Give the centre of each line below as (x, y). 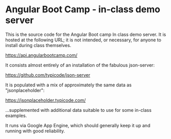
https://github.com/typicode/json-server (48, 75)
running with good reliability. (35, 131)
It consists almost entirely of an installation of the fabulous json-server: (80, 65)
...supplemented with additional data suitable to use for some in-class (78, 110)
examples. (16, 115)
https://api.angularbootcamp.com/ (41, 55)
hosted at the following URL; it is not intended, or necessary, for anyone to (83, 40)
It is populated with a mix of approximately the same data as (68, 85)
